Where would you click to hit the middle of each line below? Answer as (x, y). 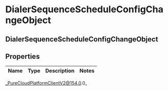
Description (60, 71)
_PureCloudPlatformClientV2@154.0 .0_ (46, 83)
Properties (23, 56)
